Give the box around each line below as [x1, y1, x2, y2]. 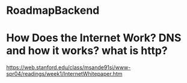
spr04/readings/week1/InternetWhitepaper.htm [6, 70, 123, 78]
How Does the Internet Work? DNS [6, 31, 182, 45]
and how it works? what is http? [6, 44, 168, 58]
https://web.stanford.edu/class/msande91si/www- [6, 64, 131, 71]
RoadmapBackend [6, 4, 100, 17]
